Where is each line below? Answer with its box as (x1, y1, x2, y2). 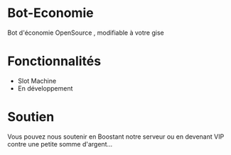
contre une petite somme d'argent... (7, 139, 113, 148)
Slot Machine (17, 76, 57, 85)
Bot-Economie (7, 5, 94, 21)
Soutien (7, 109, 55, 125)
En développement (17, 84, 73, 93)
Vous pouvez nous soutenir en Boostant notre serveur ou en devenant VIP (7, 132, 225, 141)
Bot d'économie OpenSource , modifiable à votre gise (7, 28, 165, 37)
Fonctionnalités (7, 53, 102, 69)
